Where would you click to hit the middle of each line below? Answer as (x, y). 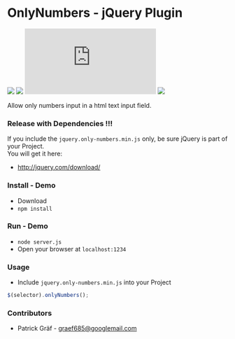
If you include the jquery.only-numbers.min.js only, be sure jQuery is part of (117, 139)
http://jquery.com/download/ (59, 167)
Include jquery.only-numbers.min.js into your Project (94, 282)
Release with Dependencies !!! (60, 123)
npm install (35, 209)
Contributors (30, 313)
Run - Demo (28, 226)
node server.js (40, 242)
